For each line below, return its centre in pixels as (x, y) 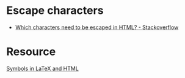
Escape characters (55, 11)
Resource (31, 52)
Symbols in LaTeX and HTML (43, 68)
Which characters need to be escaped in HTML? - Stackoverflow (97, 27)
